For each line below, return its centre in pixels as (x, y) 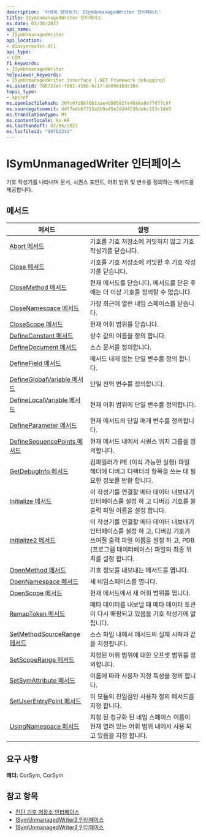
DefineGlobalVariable (40, 379)
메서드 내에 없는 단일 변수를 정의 (134, 358)
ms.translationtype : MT (37, 115)
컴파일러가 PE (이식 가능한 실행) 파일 (140, 462)
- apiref (17, 97)
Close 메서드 (27, 267)
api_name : (19, 29)
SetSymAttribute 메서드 (42, 680)
